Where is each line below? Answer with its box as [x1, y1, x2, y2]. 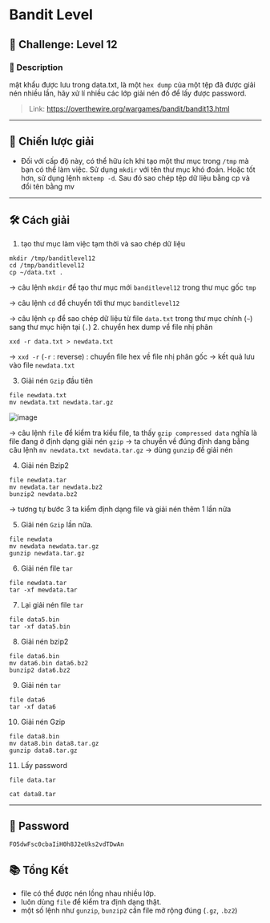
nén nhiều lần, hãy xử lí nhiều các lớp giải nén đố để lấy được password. [9, 88, 247, 98]
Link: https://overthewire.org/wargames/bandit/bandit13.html [28, 104, 230, 113]
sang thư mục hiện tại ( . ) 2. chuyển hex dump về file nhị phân [9, 322, 213, 331]
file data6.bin [9, 652, 60, 660]
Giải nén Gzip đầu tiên [20, 376, 94, 385]
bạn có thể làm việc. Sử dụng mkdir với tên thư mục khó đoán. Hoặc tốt [20, 165, 256, 174]
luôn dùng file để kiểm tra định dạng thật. [20, 897, 162, 907]
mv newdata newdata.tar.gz [9, 542, 99, 551]
